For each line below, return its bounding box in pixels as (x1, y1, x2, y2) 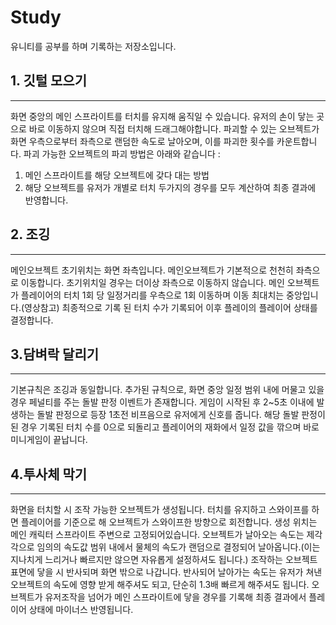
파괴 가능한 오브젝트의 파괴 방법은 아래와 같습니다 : (23, 147, 221, 160)
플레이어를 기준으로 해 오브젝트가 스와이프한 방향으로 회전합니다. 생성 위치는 (20, 516, 318, 528)
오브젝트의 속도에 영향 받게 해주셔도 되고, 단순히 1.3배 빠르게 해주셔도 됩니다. (10, 579, 310, 591)
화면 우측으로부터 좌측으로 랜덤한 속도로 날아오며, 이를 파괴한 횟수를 (10, 135, 275, 147)
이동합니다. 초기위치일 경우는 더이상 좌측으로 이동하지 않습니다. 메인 (20, 276, 285, 288)
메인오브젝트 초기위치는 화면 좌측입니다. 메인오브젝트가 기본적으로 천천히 (10, 264, 294, 276)
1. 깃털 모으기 (10, 72, 87, 90)
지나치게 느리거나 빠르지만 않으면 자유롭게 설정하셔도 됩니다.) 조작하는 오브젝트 (10, 554, 318, 566)
